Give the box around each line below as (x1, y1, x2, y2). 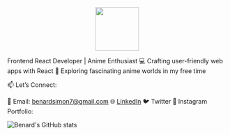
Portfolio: (7, 107, 33, 116)
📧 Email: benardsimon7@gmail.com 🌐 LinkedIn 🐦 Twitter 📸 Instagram (7, 97, 208, 105)
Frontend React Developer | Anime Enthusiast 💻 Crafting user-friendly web (7, 57, 223, 65)
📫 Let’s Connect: (7, 81, 57, 89)
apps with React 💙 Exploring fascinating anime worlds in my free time (7, 67, 206, 75)
